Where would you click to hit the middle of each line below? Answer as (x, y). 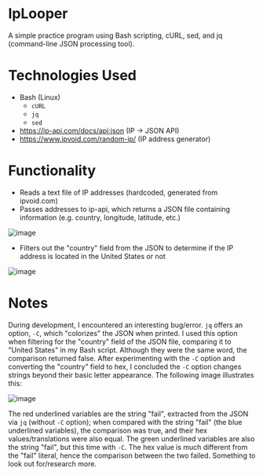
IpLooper (38, 14)
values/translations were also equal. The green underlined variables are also (131, 438)
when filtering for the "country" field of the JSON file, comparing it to (120, 342)
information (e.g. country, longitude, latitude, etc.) (100, 217)
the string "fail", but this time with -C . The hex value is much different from (128, 447)
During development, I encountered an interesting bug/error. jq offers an (126, 325)
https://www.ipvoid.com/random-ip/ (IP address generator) (115, 139)
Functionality (52, 171)
